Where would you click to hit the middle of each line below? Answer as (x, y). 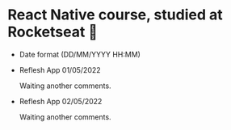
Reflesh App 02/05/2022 (61, 101)
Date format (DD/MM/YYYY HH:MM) (80, 54)
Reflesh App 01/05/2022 (60, 69)
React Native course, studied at (115, 15)
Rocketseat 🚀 (53, 32)
